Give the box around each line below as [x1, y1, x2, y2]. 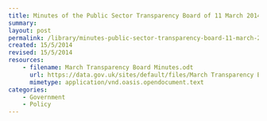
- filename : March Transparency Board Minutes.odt [22, 64, 194, 72]
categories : [8, 85, 48, 94]
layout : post [8, 26, 52, 34]
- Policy [22, 100, 52, 108]
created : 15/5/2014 [8, 41, 73, 49]
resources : [8, 57, 44, 64]
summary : [8, 19, 37, 27]
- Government [22, 93, 66, 101]
